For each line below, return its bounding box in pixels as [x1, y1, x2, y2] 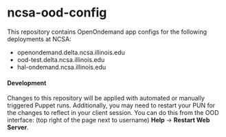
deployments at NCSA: [7, 34, 71, 43]
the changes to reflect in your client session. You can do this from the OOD [7, 109, 219, 117]
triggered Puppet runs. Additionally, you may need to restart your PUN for [7, 101, 216, 109]
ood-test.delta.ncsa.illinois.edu [16, 55, 105, 63]
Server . [7, 123, 29, 131]
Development [7, 78, 47, 87]
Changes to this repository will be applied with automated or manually [7, 94, 205, 103]
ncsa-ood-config [7, 5, 107, 21]
